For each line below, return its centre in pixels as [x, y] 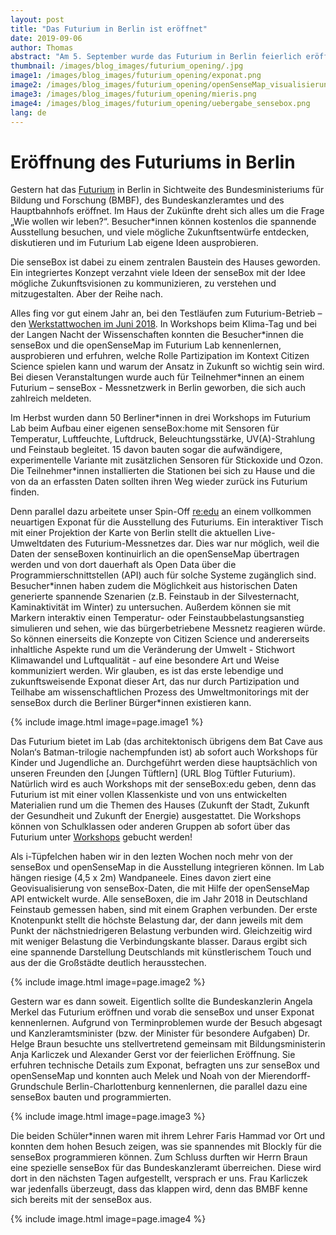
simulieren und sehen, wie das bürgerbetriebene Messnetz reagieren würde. [168, 628]
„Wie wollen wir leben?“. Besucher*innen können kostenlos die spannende [163, 222]
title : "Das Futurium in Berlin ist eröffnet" [109, 29]
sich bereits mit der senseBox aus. [81, 1200]
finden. [25, 492]
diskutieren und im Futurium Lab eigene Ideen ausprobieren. [134, 243]
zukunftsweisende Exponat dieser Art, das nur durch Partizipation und [155, 682]
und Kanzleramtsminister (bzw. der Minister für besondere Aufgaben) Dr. [160, 1033]
